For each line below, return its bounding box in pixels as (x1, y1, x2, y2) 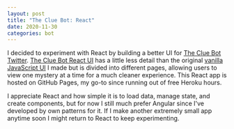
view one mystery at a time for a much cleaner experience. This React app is (7, 71, 227, 79)
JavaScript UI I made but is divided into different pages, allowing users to (7, 63, 217, 72)
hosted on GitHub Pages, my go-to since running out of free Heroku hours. (7, 78, 222, 87)
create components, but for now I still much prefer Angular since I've (7, 99, 204, 108)
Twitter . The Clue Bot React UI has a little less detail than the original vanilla (7, 56, 224, 65)
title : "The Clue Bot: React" (7, 17, 95, 24)
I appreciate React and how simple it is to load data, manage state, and (7, 92, 210, 100)
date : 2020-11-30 (7, 23, 58, 30)
